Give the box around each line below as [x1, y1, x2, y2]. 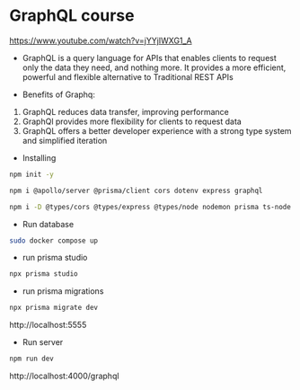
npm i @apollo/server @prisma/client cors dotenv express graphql [9, 186, 263, 195]
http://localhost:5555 [9, 320, 87, 331]
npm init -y [9, 170, 54, 179]
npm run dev [9, 354, 54, 364]
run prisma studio [22, 253, 88, 263]
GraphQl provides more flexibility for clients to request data [22, 116, 243, 127]
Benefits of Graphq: [22, 89, 96, 100]
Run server [22, 337, 64, 348]
